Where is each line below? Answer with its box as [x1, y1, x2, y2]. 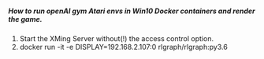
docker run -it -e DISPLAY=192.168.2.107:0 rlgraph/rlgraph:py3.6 [19, 42, 229, 51]
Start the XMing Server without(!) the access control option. [19, 33, 214, 43]
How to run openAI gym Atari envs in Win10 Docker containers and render [8, 6, 255, 16]
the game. [8, 14, 43, 23]
